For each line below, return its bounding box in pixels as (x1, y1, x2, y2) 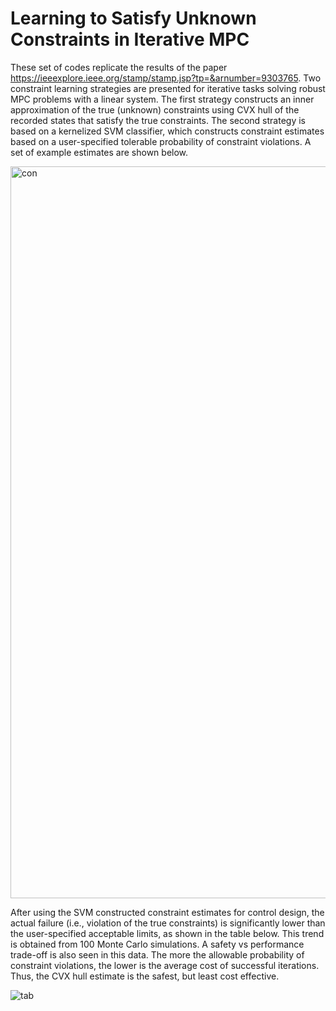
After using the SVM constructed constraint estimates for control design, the (10, 906, 325, 918)
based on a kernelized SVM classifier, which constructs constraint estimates (10, 125, 325, 137)
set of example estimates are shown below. (10, 146, 189, 158)
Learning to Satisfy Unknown (10, 7, 257, 30)
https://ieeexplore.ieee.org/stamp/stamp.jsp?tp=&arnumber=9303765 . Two (10, 72, 322, 84)
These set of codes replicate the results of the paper (10, 61, 228, 73)
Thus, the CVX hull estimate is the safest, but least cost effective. (10, 970, 280, 982)
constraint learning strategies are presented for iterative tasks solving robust (10, 82, 326, 94)
